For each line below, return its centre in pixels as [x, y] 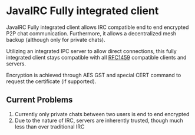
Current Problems [39, 100]
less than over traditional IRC [49, 126]
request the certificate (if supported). [51, 81]
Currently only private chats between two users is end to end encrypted [102, 114]
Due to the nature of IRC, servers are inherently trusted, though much [99, 120]
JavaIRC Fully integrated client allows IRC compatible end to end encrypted [97, 27]
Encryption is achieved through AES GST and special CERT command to [94, 75]
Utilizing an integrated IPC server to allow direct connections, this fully [91, 51]
